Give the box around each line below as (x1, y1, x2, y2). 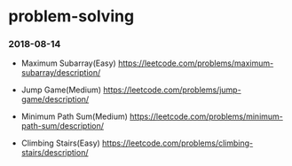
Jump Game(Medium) (20, 84, 102, 95)
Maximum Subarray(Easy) (20, 58, 116, 68)
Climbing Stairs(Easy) (20, 138, 101, 148)
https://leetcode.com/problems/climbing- (102, 138, 254, 148)
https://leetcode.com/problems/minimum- (129, 111, 283, 122)
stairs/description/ (20, 147, 89, 158)
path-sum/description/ (20, 121, 104, 131)
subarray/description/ (20, 67, 101, 78)
